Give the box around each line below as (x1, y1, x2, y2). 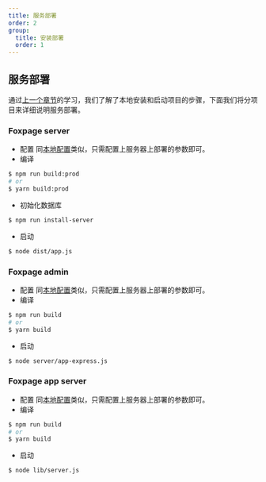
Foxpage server (8, 125, 70, 136)
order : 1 (15, 41, 44, 49)
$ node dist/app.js (8, 247, 73, 255)
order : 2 (8, 19, 37, 27)
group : (8, 26, 30, 34)
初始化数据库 (19, 200, 62, 210)
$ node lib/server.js (8, 466, 80, 475)
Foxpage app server (8, 376, 87, 387)
